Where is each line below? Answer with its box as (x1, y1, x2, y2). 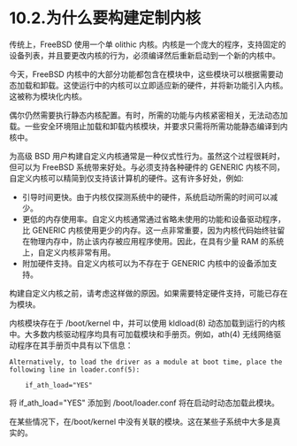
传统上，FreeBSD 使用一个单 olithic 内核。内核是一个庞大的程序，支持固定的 (9, 39, 286, 50)
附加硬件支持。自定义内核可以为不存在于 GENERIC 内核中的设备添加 (21, 258, 270, 268)
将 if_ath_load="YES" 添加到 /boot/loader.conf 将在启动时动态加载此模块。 (9, 397, 280, 408)
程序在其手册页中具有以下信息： (16, 340, 133, 350)
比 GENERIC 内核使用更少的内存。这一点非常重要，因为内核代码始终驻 (21, 225, 278, 235)
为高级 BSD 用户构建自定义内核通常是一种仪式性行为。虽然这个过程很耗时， (9, 150, 286, 161)
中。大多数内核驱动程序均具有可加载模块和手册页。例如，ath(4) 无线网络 (9, 328, 274, 339)
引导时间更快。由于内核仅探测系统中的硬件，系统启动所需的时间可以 (21, 191, 270, 202)
